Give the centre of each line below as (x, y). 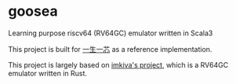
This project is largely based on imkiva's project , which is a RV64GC (118, 64)
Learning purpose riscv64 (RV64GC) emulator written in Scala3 (111, 33)
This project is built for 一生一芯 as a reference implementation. (110, 49)
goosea (33, 11)
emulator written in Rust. (48, 73)
